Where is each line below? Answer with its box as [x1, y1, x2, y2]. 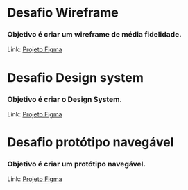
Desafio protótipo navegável [7, 135, 174, 150]
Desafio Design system [7, 69, 144, 85]
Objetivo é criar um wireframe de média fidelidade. [7, 30, 182, 40]
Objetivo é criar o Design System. [7, 94, 123, 104]
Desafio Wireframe [7, 5, 119, 21]
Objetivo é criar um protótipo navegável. [7, 159, 146, 169]
